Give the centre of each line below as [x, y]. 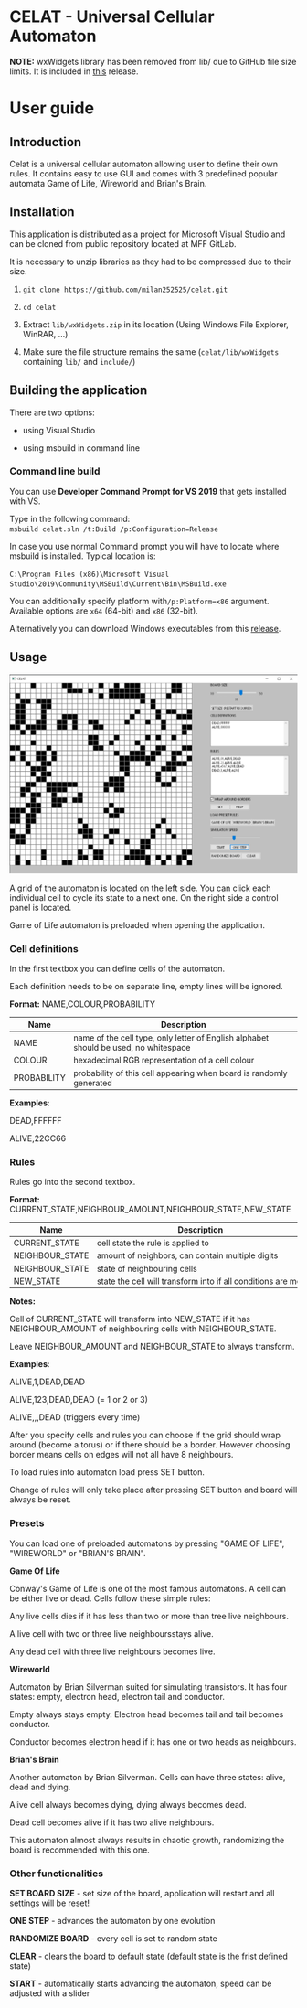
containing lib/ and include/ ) [79, 361]
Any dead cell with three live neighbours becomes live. [112, 1651]
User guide [52, 108]
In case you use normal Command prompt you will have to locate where [144, 546]
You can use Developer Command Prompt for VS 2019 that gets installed [148, 491]
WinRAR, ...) [45, 334]
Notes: [23, 1301]
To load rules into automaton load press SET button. [107, 1472]
